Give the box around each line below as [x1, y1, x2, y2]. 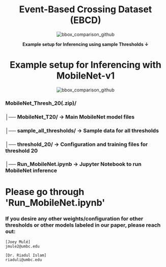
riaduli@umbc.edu [5, 257, 42, 262]
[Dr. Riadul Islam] [5, 253, 47, 258]
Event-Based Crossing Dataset [19, 4, 152, 15]
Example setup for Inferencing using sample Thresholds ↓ [22, 41, 149, 47]
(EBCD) [70, 14, 101, 26]
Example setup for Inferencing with [10, 59, 161, 71]
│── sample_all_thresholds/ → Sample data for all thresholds [5, 127, 159, 134]
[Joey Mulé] [5, 239, 31, 245]
